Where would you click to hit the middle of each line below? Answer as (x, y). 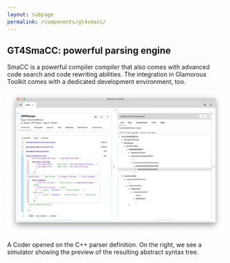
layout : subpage (30, 14)
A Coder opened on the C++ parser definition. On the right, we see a (104, 244)
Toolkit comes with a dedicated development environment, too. (96, 82)
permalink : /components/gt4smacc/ (57, 22)
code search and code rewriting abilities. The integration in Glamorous (107, 74)
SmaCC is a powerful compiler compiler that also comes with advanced (108, 67)
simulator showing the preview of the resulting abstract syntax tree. (103, 252)
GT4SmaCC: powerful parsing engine (89, 51)
